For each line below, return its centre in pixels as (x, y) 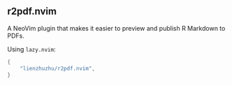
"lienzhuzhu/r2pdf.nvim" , (58, 68)
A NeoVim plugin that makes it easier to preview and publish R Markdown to (116, 28)
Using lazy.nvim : (31, 49)
